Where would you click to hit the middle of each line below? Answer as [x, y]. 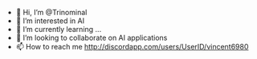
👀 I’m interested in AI [50, 21]
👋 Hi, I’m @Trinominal [51, 12]
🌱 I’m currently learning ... [59, 29]
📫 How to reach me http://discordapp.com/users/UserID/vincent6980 [132, 47]
